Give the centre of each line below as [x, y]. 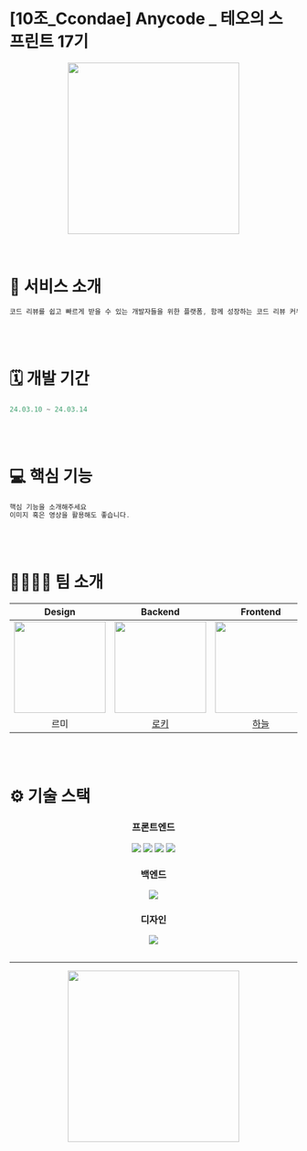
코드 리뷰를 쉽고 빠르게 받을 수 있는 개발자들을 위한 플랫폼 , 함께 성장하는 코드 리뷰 [148, 312]
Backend [160, 612]
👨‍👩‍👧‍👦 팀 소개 [57, 582]
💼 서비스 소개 [56, 287]
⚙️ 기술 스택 [50, 797]
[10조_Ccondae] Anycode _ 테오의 [137, 19]
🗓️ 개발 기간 [49, 378]
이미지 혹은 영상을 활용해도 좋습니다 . [70, 516]
